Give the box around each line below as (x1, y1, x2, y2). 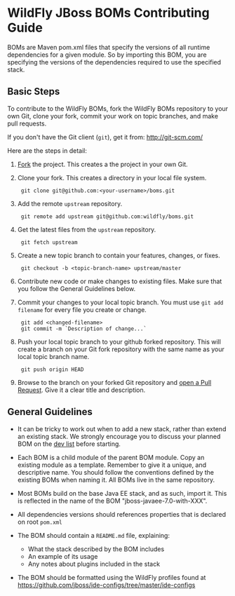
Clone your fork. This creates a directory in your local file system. (17, 173, 207, 182)
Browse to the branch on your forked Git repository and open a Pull (17, 378, 212, 386)
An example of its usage (27, 552, 98, 560)
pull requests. (7, 119, 47, 128)
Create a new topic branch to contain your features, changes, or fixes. (17, 251, 221, 259)
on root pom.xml (17, 517, 62, 526)
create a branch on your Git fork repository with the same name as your (17, 345, 224, 353)
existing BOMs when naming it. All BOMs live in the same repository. (17, 475, 215, 484)
